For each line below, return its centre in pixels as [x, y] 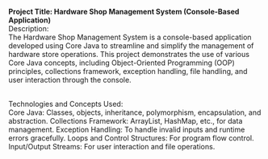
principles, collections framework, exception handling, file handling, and [128, 71]
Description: [29, 29]
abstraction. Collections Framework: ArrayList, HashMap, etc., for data [126, 121]
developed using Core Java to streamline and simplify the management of [131, 46]
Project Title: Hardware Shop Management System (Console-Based [124, 12]
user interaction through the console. [70, 80]
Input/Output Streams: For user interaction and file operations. [112, 147]
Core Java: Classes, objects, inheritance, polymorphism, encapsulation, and [135, 112]
